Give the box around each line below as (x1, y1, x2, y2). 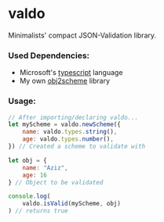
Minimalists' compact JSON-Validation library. (8, 30, 157, 40)
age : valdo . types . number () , (22, 135, 114, 143)
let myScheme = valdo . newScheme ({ (8, 120, 122, 129)
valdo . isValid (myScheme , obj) (22, 200, 122, 208)
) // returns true (8, 207, 68, 215)
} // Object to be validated (8, 178, 104, 186)
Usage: (8, 95, 37, 106)
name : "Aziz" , (22, 163, 68, 172)
